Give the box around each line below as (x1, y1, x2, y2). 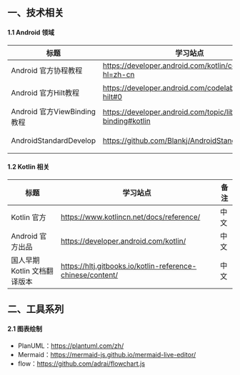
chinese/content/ (60, 270, 119, 280)
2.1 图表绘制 (7, 324, 43, 333)
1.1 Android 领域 (7, 28, 55, 36)
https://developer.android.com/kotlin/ (60, 236, 186, 246)
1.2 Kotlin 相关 (7, 163, 50, 171)
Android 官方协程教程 (11, 65, 83, 75)
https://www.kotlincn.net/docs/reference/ (60, 211, 201, 221)
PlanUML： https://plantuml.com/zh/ (17, 341, 124, 350)
